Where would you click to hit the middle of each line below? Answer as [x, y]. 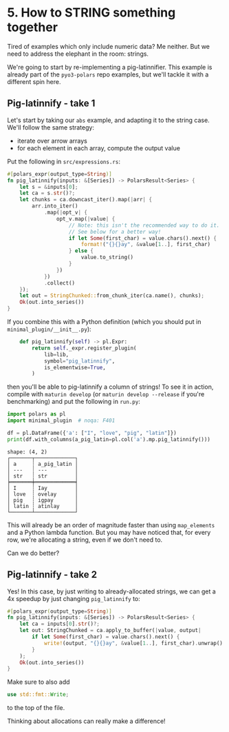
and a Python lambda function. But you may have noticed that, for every [109, 532]
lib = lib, [56, 354]
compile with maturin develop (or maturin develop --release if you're [106, 394]
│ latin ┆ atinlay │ [43, 506]
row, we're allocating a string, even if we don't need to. [85, 540]
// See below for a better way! [115, 232]
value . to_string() [107, 257]
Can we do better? [33, 553]
